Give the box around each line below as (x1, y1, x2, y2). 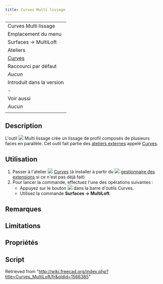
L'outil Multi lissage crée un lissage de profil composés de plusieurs (5, 135, 150, 141)
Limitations (5, 222, 41, 230)
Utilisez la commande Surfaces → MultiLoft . (19, 190, 111, 196)
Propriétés (5, 238, 39, 247)
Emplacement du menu (7, 30, 62, 37)
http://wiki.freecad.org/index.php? (38, 269, 109, 275)
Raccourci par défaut (7, 62, 57, 69)
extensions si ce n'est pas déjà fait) (12, 174, 85, 180)
